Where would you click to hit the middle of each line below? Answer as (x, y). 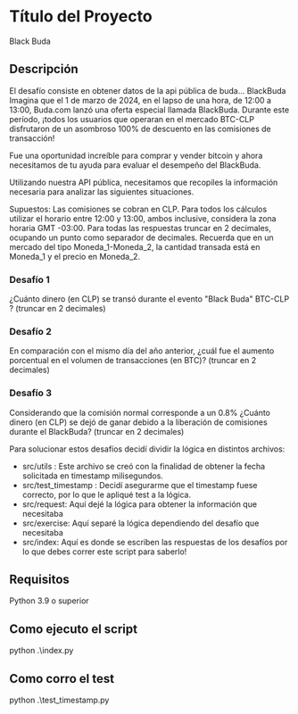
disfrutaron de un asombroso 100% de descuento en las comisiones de (141, 129)
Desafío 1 (30, 279)
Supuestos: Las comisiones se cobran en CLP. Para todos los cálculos (138, 209)
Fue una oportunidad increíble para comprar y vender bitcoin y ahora (136, 155)
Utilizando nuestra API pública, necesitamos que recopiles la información (144, 182)
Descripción (44, 69)
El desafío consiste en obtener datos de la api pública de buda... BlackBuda (148, 90)
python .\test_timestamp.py (59, 700)
